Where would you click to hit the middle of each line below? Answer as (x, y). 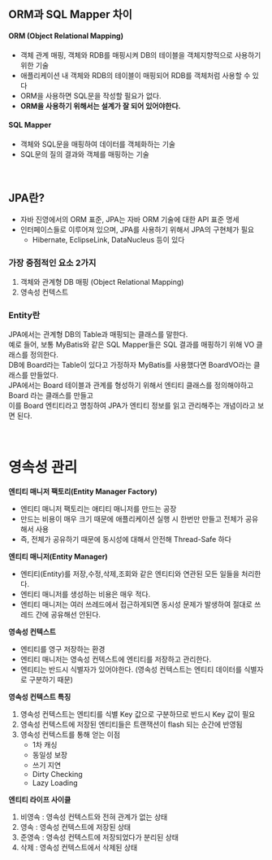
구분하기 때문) (51, 680)
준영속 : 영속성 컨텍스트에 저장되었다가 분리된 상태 (99, 837)
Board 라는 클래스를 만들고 (51, 395)
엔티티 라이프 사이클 (40, 800)
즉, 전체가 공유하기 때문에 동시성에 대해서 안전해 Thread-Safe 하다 (125, 539)
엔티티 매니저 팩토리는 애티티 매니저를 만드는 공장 (98, 509)
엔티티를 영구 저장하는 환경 (63, 649)
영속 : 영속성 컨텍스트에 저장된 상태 (76, 827)
